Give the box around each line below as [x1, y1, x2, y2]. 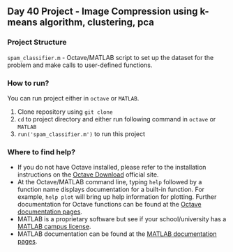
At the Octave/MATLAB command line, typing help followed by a [17, 178, 202, 186]
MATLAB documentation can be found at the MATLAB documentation [17, 230, 218, 238]
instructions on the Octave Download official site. [17, 170, 159, 179]
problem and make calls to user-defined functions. [7, 61, 153, 69]
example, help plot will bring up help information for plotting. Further [17, 193, 217, 201]
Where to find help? [7, 147, 75, 156]
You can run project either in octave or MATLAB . [7, 94, 140, 102]
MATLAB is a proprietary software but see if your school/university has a [17, 215, 227, 223]
